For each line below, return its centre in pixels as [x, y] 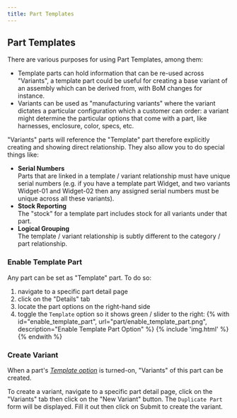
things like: [23, 155]
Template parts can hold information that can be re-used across [111, 73]
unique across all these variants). [66, 198]
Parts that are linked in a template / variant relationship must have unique [124, 176]
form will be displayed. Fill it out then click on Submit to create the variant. [115, 407]
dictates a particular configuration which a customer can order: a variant [123, 111]
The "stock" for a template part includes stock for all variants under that [122, 214]
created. [19, 378]
